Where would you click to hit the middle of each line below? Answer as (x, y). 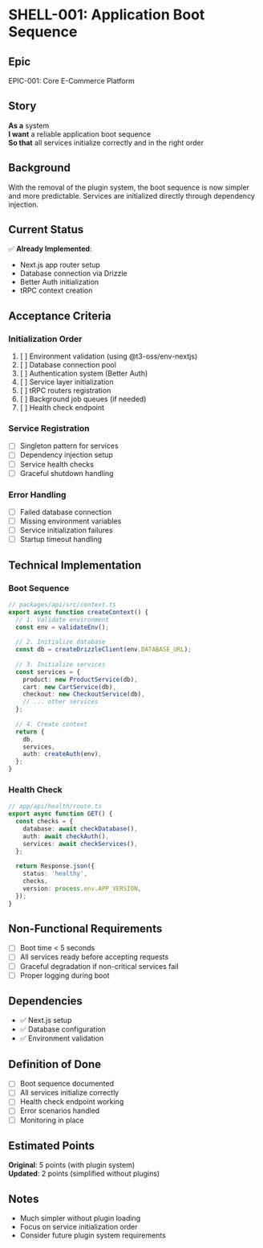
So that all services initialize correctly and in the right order (106, 142)
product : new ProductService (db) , (80, 679)
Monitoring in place (52, 1120)
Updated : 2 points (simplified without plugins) (84, 1174)
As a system (29, 125)
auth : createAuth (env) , (63, 754)
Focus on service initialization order (79, 1227)
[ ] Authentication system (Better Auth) (84, 374)
